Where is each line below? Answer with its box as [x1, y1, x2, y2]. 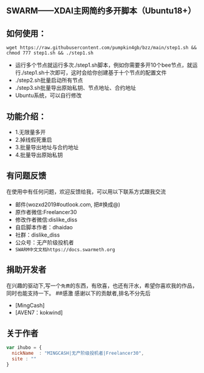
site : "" [12, 356, 36, 362]
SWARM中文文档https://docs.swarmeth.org [15, 246, 115, 253]
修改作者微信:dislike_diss [15, 216, 78, 223]
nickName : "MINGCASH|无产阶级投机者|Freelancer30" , [12, 351, 144, 357]
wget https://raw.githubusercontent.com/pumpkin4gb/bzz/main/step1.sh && [6, 45, 197, 51]
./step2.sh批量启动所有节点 [15, 76, 83, 84]
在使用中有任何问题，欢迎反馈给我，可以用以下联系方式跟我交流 [6, 187, 166, 195]
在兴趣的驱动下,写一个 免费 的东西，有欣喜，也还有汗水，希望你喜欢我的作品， [6, 281, 198, 289]
